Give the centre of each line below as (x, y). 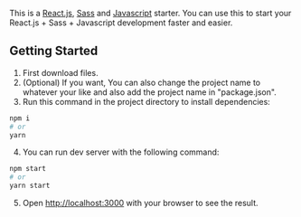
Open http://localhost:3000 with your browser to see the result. (141, 203)
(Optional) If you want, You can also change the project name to (141, 82)
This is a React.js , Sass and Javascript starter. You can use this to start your (150, 13)
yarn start (30, 186)
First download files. (60, 72)
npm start (28, 169)
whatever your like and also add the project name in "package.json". (150, 92)
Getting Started (54, 51)
